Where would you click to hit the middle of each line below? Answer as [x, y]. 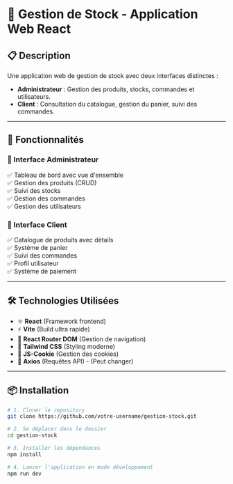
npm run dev [24, 474]
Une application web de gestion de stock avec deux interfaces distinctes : [113, 76]
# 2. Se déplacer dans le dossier [57, 429]
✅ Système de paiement [42, 271]
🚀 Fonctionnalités [46, 140]
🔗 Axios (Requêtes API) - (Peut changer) [75, 361]
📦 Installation [38, 390]
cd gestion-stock [32, 436]
